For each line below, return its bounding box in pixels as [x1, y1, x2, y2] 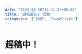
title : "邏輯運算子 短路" [5, 12, 52, 17]
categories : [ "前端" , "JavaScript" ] [5, 16, 78, 21]
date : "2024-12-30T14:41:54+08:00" [5, 7, 77, 12]
